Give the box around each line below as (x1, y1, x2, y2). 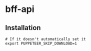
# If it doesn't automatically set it (5, 36, 86, 41)
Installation (5, 23, 41, 32)
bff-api (5, 3, 34, 15)
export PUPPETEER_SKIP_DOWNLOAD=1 (5, 41, 77, 46)
